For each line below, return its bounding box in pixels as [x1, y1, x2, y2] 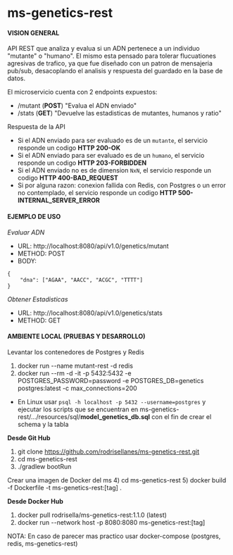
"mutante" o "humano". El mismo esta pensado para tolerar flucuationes [7, 51, 217, 61]
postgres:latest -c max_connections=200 [17, 384, 137, 392]
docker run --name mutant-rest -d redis [17, 361, 134, 370]
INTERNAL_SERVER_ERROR [17, 196, 100, 205]
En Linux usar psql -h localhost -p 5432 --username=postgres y [17, 397, 206, 406]
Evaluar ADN [7, 227, 45, 237]
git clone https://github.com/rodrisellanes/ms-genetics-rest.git [17, 447, 200, 456]
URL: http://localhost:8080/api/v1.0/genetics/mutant [17, 242, 169, 250]
